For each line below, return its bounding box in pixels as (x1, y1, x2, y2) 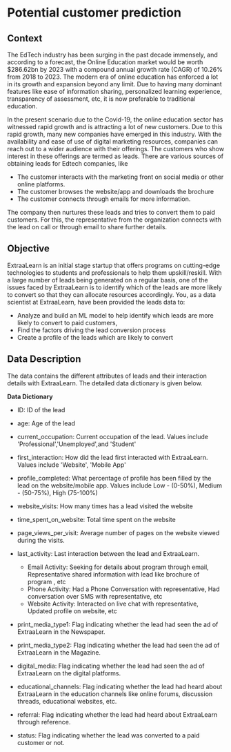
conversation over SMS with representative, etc (27, 592, 163, 600)
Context (7, 32, 43, 44)
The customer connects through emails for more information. (17, 195, 191, 203)
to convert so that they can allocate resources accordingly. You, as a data (7, 290, 216, 298)
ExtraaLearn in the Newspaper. (17, 627, 106, 636)
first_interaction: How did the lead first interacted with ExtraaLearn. (17, 453, 208, 461)
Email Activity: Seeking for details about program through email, (27, 563, 209, 571)
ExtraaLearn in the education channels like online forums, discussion (17, 689, 213, 698)
